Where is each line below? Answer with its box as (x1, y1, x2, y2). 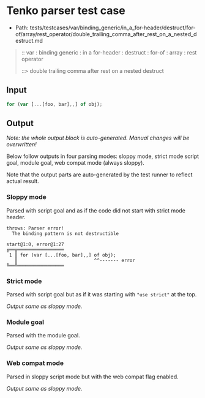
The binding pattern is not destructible (12, 230, 119, 236)
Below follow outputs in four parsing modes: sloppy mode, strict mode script (6, 152, 199, 160)
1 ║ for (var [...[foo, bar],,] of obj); (9, 252, 116, 258)
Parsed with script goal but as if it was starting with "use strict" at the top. (6, 291, 197, 298)
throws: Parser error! (6, 225, 64, 231)
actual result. (6, 178, 39, 185)
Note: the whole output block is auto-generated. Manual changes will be (6, 134, 190, 141)
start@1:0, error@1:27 (6, 241, 64, 247)
